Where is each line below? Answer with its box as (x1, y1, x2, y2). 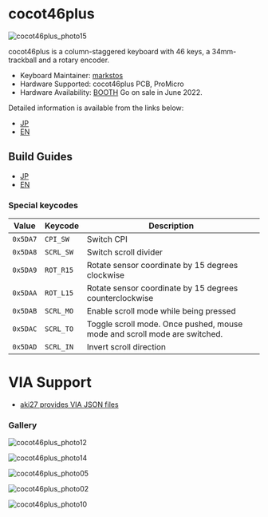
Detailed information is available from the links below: (8, 103, 184, 112)
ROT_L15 (45, 289, 74, 298)
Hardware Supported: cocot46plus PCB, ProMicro (19, 79, 185, 89)
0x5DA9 (12, 266, 37, 275)
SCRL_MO (45, 306, 74, 316)
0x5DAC (12, 325, 37, 333)
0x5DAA (12, 289, 37, 298)
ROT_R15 (45, 266, 74, 275)
